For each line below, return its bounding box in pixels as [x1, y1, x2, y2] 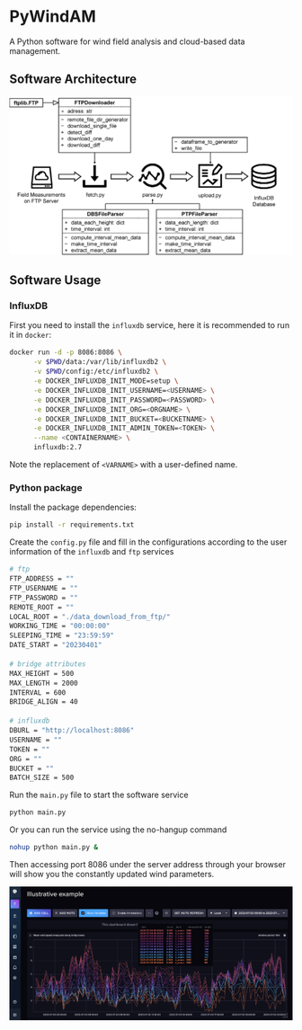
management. [9, 45, 61, 56]
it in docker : [9, 330, 52, 341]
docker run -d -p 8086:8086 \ [9, 348, 123, 357]
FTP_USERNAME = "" [9, 583, 78, 592]
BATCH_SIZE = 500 [9, 773, 75, 783]
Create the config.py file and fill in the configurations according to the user [9, 537, 288, 547]
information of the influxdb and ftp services [9, 546, 174, 557]
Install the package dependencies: [9, 502, 138, 513]
